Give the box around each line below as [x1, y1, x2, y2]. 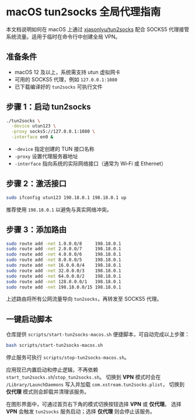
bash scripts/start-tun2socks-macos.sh [6, 343, 103, 349]
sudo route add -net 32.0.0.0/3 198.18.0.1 [6, 267, 121, 274]
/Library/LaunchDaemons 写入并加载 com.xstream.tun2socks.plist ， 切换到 [6, 381, 185, 388]
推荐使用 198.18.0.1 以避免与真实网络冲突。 [6, 206, 112, 213]
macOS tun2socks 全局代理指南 [6, 5, 161, 19]
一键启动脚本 [6, 314, 53, 324]
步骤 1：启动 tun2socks [6, 102, 92, 112]
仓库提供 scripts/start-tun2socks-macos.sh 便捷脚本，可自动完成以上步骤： [6, 331, 190, 338]
